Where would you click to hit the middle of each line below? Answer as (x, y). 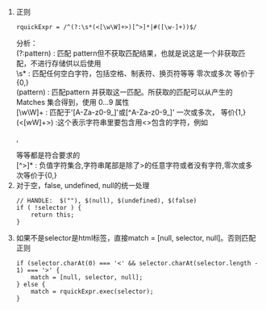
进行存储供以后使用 (69, 63)
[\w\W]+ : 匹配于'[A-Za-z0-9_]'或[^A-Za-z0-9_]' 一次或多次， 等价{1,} (131, 112)
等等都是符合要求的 (48, 155)
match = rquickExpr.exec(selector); (92, 291)
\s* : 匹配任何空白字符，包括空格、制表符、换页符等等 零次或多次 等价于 (135, 73)
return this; (53, 215)
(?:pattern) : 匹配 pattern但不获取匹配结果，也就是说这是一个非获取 (127, 53)
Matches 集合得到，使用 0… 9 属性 (73, 102)
